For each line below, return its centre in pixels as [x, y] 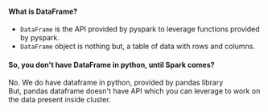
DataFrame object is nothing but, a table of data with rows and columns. [138, 46]
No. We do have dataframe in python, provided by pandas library [116, 83]
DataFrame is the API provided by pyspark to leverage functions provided [140, 29]
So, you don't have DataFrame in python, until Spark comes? [111, 64]
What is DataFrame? [43, 11]
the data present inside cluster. [60, 100]
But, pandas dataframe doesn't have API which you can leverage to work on [134, 91]
